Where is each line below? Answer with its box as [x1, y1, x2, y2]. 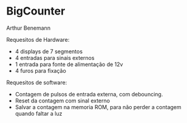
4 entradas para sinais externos [15, 54, 95, 61]
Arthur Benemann [6, 24, 50, 32]
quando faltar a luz [15, 110, 63, 117]
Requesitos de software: [6, 79, 67, 86]
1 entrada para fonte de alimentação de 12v [15, 61, 123, 68]
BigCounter [6, 4, 66, 18]
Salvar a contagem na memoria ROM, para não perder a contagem [15, 103, 182, 110]
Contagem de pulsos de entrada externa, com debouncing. [15, 90, 163, 98]
